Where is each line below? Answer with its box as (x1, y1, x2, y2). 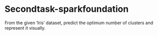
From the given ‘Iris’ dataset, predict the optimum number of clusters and (4, 20, 154, 26)
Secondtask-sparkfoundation (4, 3, 129, 15)
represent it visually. (4, 25, 46, 31)
